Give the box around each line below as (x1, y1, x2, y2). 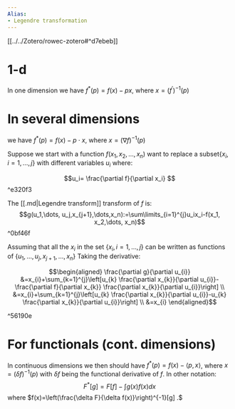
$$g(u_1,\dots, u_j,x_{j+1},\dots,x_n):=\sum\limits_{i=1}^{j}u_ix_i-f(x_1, (19, 211, 221, 219)
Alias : (7, 10, 27, 18)
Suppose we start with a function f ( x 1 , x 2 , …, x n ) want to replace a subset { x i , (7, 149, 229, 160)
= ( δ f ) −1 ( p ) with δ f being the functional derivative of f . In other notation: (7, 368, 217, 378)
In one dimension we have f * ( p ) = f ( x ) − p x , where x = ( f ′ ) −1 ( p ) (7, 85, 190, 95)
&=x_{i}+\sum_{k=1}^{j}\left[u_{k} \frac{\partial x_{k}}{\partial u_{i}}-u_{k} (13, 290, 226, 299)
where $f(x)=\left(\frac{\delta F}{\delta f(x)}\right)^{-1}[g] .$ (7, 393, 183, 402)
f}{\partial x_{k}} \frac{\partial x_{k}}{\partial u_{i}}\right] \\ (53, 282, 225, 291)
